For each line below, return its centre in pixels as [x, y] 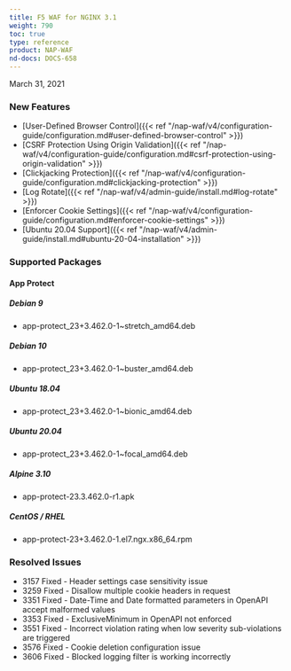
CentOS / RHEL [37, 517]
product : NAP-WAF [41, 51]
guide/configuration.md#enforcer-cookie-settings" [115, 220]
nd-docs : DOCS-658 [43, 59]
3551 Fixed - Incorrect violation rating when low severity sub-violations [152, 628]
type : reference [39, 42]
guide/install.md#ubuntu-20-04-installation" [103, 239]
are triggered [46, 637]
